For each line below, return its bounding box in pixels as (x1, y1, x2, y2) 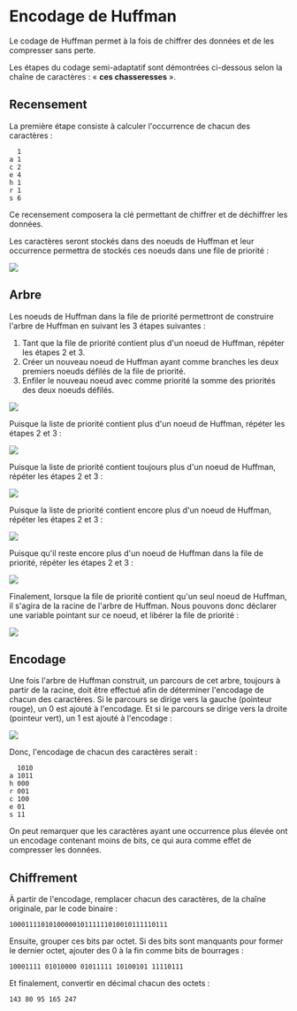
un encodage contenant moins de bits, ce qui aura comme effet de (9, 835, 252, 846)
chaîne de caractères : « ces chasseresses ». (9, 71, 177, 81)
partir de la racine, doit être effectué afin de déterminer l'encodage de (9, 684, 264, 696)
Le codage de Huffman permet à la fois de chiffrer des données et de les (9, 35, 275, 46)
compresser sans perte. (9, 44, 96, 55)
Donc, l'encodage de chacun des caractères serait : (9, 746, 198, 758)
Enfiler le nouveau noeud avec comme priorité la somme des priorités (21, 374, 276, 386)
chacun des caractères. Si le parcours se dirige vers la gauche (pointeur (9, 694, 272, 705)
